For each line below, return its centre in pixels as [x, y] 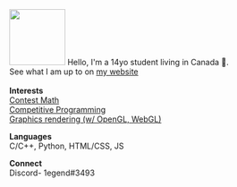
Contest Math [34, 100]
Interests [26, 90]
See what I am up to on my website [74, 72]
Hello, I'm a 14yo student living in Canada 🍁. [148, 62]
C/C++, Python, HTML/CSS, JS [67, 146]
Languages [30, 136]
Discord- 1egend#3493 [52, 173]
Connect [26, 163]
